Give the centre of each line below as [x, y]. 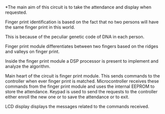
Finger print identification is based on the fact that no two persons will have [82, 22]
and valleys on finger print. [32, 52]
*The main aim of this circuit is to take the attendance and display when [78, 7]
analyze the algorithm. [28, 66]
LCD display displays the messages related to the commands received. [77, 106]
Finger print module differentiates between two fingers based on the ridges [82, 46]
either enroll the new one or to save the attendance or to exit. [67, 97]
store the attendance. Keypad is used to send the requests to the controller [82, 92]
